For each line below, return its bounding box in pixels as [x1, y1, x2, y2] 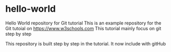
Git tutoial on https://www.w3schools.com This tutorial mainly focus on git [5, 25, 161, 31]
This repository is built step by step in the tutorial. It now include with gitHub [5, 40, 166, 46]
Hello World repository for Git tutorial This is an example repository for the [5, 20, 162, 26]
